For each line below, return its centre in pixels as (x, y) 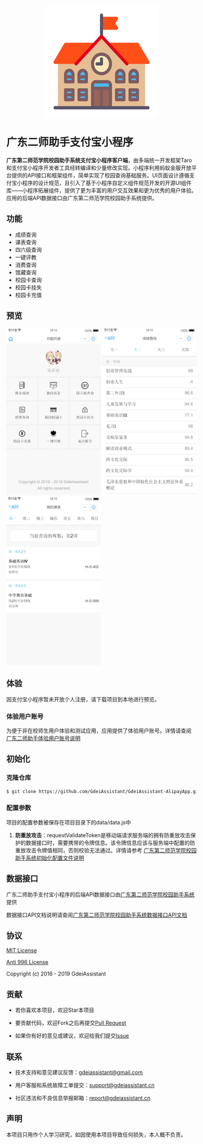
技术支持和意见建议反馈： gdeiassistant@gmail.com (79, 1072)
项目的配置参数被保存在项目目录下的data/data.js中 (69, 822)
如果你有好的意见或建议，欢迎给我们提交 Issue (72, 1036)
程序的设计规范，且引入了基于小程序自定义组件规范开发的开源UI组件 (107, 182)
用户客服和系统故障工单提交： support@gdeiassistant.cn (85, 1085)
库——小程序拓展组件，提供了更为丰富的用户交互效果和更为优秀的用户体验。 (101, 190)
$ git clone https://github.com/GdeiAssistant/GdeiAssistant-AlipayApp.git (104, 791)
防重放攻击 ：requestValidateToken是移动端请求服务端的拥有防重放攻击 (103, 835)
